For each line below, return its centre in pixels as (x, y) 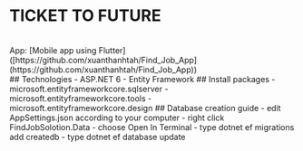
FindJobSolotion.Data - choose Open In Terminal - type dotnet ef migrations (152, 127)
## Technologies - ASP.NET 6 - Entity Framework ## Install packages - (142, 79)
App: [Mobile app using (53, 50)
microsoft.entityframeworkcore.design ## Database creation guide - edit (145, 108)
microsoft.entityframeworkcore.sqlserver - (89, 89)
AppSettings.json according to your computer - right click (117, 118)
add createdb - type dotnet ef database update (98, 137)
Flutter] (112, 50)
